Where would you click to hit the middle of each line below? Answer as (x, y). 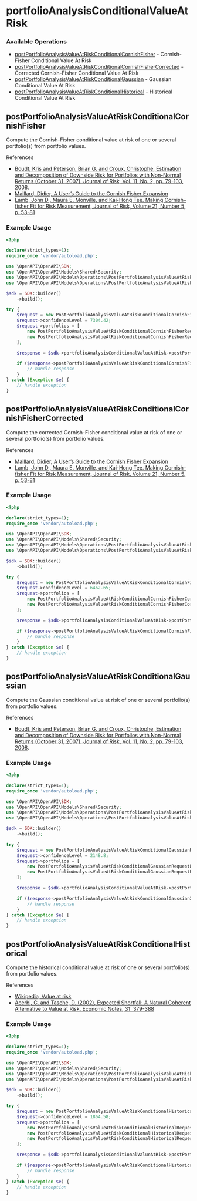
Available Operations (37, 42)
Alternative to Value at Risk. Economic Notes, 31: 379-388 (84, 1009)
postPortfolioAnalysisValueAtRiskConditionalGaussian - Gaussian (93, 79)
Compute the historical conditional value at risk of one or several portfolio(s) (98, 967)
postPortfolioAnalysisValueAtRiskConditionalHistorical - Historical (94, 92)
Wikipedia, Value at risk (43, 996)
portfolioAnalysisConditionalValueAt (97, 11)
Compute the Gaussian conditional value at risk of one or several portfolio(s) (98, 700)
